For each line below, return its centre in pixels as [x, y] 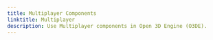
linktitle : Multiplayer [41, 20]
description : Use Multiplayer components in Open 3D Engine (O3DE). [107, 26]
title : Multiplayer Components [52, 13]
